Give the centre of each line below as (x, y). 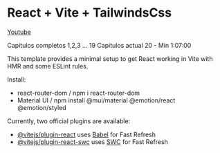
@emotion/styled (42, 107)
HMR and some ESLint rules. (48, 66)
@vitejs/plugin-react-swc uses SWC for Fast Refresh (92, 142)
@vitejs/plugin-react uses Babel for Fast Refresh (86, 134)
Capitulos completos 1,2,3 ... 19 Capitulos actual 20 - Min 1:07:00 (99, 45)
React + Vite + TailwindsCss (89, 13)
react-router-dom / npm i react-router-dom (79, 93)
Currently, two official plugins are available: (69, 121)
